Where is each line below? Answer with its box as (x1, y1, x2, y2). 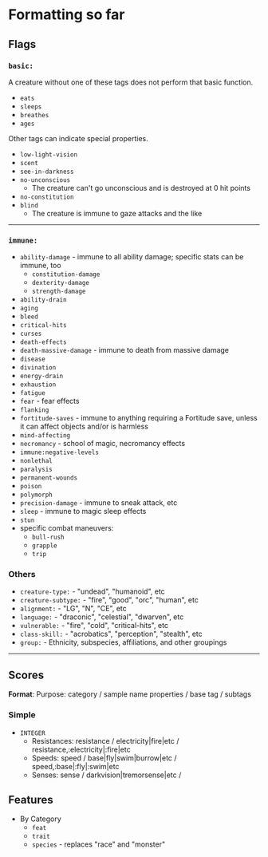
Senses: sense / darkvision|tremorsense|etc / (31, 770, 182, 780)
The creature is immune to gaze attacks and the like (31, 208, 203, 218)
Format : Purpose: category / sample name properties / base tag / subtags (8, 689, 251, 699)
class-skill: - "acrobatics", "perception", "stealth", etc (19, 629, 203, 639)
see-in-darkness (19, 168, 74, 176)
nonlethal (19, 457, 53, 465)
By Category (19, 814, 61, 823)
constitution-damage (31, 271, 100, 278)
